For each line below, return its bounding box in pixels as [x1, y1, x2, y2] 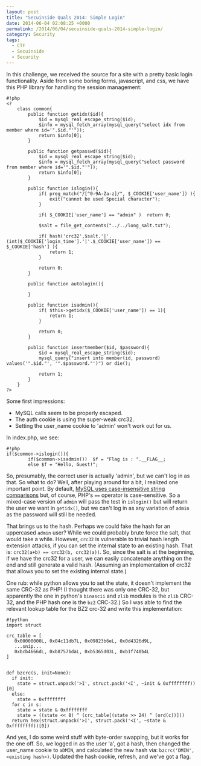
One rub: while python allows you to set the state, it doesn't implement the [6, 579, 191, 587]
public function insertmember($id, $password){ [28, 344, 150, 350]
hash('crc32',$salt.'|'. [49, 233, 112, 239]
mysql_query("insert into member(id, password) [38, 355, 161, 361]
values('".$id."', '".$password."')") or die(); [6, 360, 131, 367]
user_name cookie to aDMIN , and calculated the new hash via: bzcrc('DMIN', [6, 746, 195, 753]
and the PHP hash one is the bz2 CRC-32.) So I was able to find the [16, 598, 182, 606]
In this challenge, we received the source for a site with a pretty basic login [6, 70, 193, 78]
